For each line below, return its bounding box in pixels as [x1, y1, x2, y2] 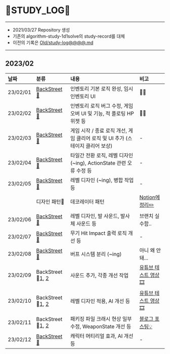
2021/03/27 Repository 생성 [12, 26, 70, 33]
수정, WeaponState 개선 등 [70, 323, 132, 330]
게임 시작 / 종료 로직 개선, [70, 127, 127, 134]
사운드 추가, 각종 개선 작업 [70, 272, 129, 279]
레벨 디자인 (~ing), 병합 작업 [70, 176, 134, 183]
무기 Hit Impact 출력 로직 [70, 230, 127, 237]
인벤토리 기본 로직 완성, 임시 [70, 85, 133, 92]
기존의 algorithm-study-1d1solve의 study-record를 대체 [12, 33, 125, 39]
